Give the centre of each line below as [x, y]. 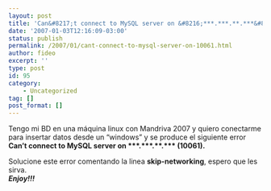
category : [25, 83]
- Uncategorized [50, 91]
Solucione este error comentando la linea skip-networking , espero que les [133, 161]
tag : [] [21, 98]
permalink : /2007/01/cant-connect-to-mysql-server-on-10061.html [120, 46]
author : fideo [32, 53]
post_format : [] [35, 106]
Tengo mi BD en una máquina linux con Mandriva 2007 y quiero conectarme [135, 129]
